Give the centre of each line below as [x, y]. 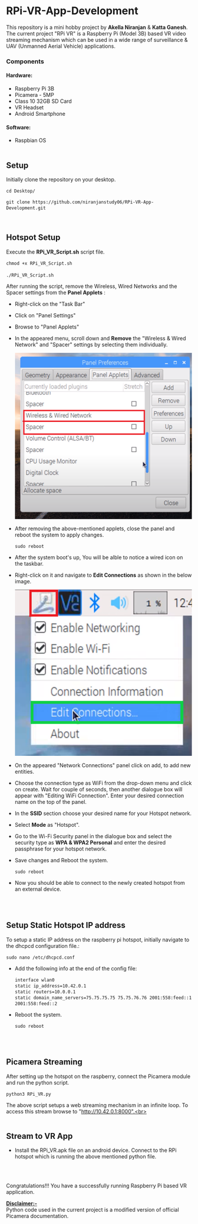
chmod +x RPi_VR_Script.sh [39, 263]
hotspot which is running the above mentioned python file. [85, 1157]
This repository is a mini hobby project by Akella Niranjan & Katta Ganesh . [97, 27]
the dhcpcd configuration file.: [43, 946]
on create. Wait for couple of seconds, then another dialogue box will [98, 789]
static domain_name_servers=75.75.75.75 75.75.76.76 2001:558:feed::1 [103, 998]
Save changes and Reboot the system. [61, 860]
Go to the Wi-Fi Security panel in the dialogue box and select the [93, 836]
